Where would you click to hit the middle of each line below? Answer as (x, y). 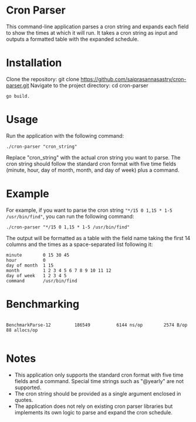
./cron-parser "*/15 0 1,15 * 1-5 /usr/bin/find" (68, 227)
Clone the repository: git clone (43, 79)
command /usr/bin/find (42, 281)
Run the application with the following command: (65, 135)
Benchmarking (43, 304)
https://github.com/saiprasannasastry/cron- (134, 79)
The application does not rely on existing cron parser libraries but (94, 406)
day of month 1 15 (30, 265)
